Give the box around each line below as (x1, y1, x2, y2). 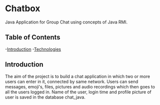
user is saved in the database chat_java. (5, 94, 86, 100)
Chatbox (5, 3, 40, 14)
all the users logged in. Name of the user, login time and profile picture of (5, 89, 152, 95)
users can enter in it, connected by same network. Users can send (5, 79, 139, 84)
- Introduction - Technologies (5, 46, 61, 52)
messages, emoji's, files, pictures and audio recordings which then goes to (5, 84, 155, 89)
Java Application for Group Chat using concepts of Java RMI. (5, 19, 128, 25)
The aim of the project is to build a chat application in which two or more (5, 73, 150, 79)
